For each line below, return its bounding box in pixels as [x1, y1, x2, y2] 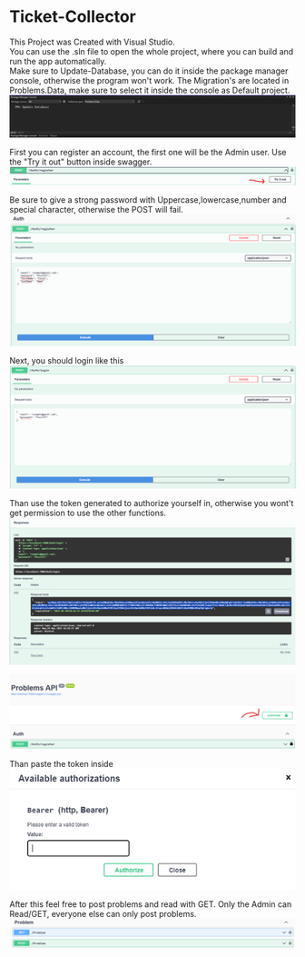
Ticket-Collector [9, 6, 136, 27]
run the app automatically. [9, 55, 107, 66]
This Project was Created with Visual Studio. [9, 36, 175, 47]
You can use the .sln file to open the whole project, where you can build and [9, 45, 294, 56]
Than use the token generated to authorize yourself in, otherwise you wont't [9, 497, 294, 508]
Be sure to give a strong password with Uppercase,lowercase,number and [9, 194, 287, 205]
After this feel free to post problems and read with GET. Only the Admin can [9, 899, 292, 910]
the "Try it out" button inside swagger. [9, 156, 152, 167]
